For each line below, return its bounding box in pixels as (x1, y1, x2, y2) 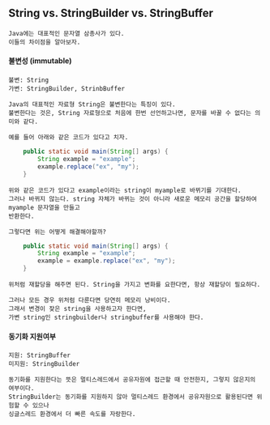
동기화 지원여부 (8, 331, 57, 341)
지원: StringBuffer (8, 351, 71, 359)
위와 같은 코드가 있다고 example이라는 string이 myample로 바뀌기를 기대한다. (8, 186, 242, 194)
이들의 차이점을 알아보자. (8, 38, 81, 46)
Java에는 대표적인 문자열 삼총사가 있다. (8, 29, 125, 37)
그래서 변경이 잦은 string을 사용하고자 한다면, (8, 305, 147, 313)
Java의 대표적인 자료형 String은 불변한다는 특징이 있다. (8, 100, 176, 108)
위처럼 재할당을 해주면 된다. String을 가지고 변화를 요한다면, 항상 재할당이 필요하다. (8, 281, 261, 289)
